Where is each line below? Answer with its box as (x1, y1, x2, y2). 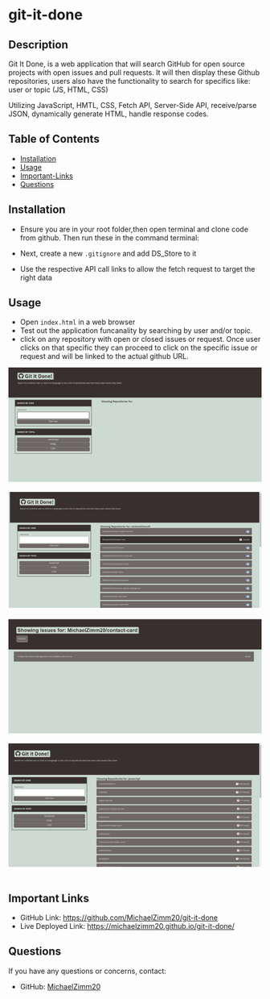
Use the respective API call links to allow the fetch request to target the (19, 264, 256, 273)
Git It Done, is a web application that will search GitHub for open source (8, 59, 245, 69)
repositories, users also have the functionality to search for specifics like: (8, 77, 251, 85)
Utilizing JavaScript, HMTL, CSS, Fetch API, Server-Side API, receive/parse (8, 101, 257, 110)
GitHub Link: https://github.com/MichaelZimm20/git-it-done (19, 913, 219, 922)
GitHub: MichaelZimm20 (19, 981, 101, 991)
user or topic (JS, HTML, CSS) (8, 85, 108, 94)
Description (8, 38, 68, 52)
